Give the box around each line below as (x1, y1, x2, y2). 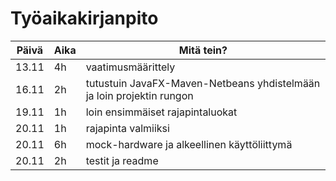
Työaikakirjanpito (10, 7, 159, 30)
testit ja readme (85, 153, 159, 167)
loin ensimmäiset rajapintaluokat (85, 105, 238, 119)
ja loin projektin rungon (85, 88, 194, 102)
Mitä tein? (178, 43, 228, 57)
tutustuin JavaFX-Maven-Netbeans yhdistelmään (85, 76, 321, 90)
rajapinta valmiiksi (85, 121, 170, 135)
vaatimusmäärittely (85, 60, 176, 74)
